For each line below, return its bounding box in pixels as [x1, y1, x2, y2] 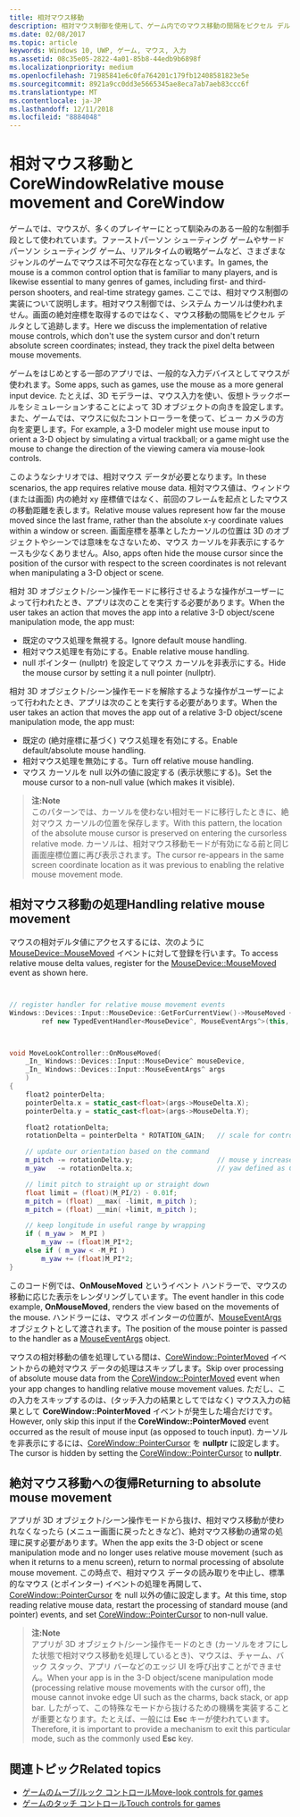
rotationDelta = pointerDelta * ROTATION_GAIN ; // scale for [25, 1131, 266, 1140]
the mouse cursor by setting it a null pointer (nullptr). [21, 668, 217, 678]
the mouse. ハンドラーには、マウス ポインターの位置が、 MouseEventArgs [9, 1311, 282, 1323]
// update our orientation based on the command [25, 1148, 210, 1157]
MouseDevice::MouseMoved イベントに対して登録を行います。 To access [9, 947, 279, 958]
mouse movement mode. [30, 869, 123, 880]
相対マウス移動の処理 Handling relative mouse [9, 897, 265, 913]
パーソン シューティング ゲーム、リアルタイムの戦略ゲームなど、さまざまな [9, 246, 287, 257]
